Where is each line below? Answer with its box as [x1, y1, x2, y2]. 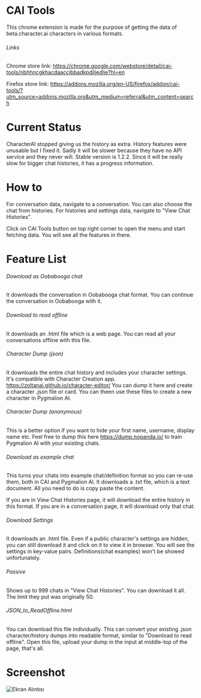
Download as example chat [6, 453, 74, 461]
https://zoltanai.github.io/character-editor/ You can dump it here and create [6, 381, 193, 388]
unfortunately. [6, 554, 41, 562]
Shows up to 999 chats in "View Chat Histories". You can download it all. [6, 587, 186, 594]
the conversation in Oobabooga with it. [6, 298, 102, 305]
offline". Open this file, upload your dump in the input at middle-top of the [6, 638, 188, 645]
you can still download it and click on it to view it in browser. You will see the [6, 542, 195, 549]
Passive [6, 568, 26, 575]
